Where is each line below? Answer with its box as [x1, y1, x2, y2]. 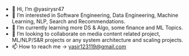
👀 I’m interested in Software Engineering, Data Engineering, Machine [11, 12, 178, 19]
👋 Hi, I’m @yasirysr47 [11, 6, 64, 12]
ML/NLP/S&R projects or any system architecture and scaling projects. [11, 37, 184, 43]
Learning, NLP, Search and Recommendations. [11, 18, 126, 24]
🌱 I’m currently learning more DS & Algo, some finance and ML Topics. [11, 24, 183, 31]
